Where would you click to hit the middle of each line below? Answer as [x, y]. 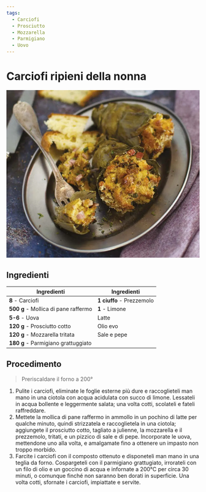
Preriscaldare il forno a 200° [57, 379]
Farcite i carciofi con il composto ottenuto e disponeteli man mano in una [107, 456]
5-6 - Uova [24, 317]
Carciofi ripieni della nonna [77, 76]
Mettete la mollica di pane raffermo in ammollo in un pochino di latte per [106, 417]
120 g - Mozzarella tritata [42, 335]
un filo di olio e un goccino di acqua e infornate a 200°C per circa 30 [102, 469]
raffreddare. [30, 410]
